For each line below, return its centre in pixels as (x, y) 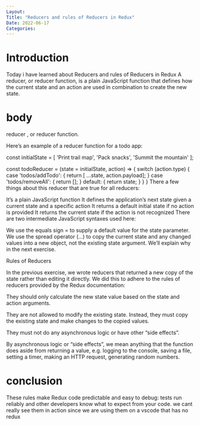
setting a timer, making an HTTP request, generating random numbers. (93, 357)
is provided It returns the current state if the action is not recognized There (98, 212)
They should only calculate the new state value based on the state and (93, 297)
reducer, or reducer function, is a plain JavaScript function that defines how (99, 81)
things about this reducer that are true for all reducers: (73, 188)
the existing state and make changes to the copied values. (78, 321)
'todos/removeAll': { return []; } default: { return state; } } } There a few (93, 182)
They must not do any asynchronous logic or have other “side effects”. (93, 333)
